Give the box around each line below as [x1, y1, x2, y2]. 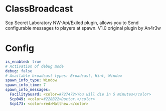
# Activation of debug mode [5, 64, 64, 69]
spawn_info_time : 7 [5, 82, 46, 88]
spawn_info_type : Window [5, 78, 57, 83]
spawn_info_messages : [5, 87, 51, 92]
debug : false [5, 68, 33, 73]
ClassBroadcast [5, 3, 73, 15]
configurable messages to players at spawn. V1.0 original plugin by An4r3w [5, 25, 161, 31]
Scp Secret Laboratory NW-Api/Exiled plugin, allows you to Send [5, 20, 139, 26]
